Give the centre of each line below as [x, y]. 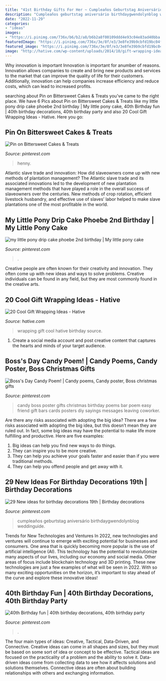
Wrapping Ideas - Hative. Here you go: [44, 117]
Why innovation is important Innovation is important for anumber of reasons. [83, 65]
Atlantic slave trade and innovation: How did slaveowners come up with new [83, 173]
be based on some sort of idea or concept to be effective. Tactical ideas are [82, 652]
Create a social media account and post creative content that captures [84, 340]
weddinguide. [31, 526]
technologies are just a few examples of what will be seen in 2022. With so [81, 567]
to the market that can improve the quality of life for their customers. [75, 76]
